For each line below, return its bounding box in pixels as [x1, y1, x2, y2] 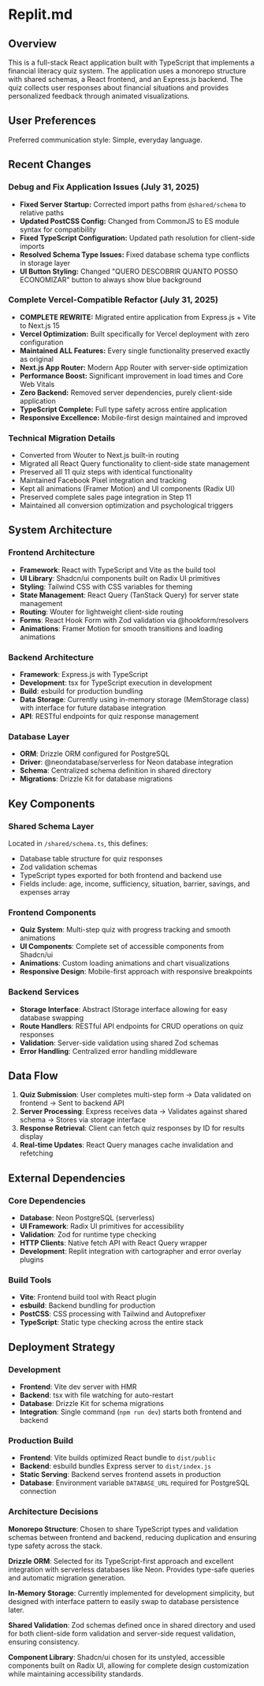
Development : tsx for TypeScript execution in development [19, 678, 213, 687]
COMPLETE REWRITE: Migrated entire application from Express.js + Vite [19, 312, 256, 322]
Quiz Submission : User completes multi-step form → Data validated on [19, 1090, 251, 1100]
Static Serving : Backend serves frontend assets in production [19, 1470, 221, 1479]
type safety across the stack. [8, 1541, 102, 1550]
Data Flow [8, 1070, 58, 1083]
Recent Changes [8, 158, 92, 171]
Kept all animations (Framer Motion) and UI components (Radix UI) [19, 484, 236, 493]
